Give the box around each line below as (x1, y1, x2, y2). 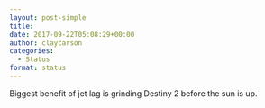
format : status (9, 64, 67, 73)
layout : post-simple (9, 13, 87, 22)
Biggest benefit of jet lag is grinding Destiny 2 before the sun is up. (9, 87, 258, 99)
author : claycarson (9, 38, 83, 48)
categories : (9, 47, 54, 56)
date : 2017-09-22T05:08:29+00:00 (9, 30, 135, 39)
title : (9, 22, 34, 31)
